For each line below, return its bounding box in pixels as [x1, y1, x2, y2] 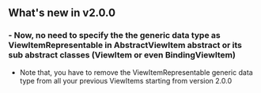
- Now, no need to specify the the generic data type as [8, 30, 221, 41]
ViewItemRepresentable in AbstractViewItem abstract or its [8, 39, 243, 50]
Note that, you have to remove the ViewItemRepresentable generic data [19, 67, 253, 77]
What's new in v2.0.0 [8, 6, 116, 20]
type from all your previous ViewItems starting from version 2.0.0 [19, 76, 232, 85]
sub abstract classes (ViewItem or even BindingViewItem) [8, 50, 236, 61]
